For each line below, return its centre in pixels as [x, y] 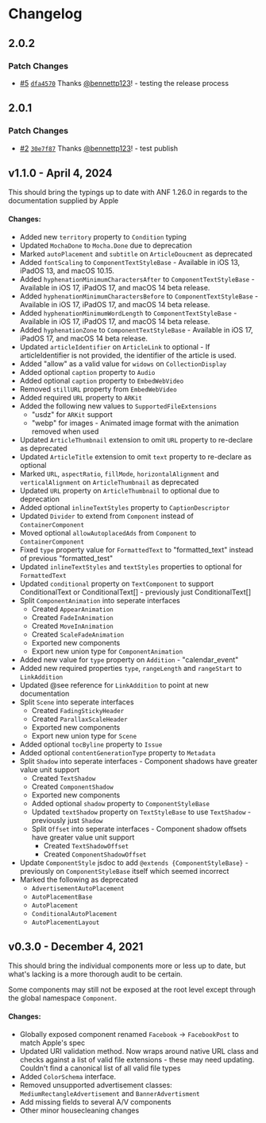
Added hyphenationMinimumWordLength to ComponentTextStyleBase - [128, 313]
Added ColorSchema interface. [68, 1076]
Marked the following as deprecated [79, 879]
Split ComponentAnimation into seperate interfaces [100, 600]
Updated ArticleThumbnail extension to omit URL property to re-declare [136, 439]
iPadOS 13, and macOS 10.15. [67, 271]
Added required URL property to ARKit [81, 397]
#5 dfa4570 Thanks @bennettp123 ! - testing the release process [124, 83]
